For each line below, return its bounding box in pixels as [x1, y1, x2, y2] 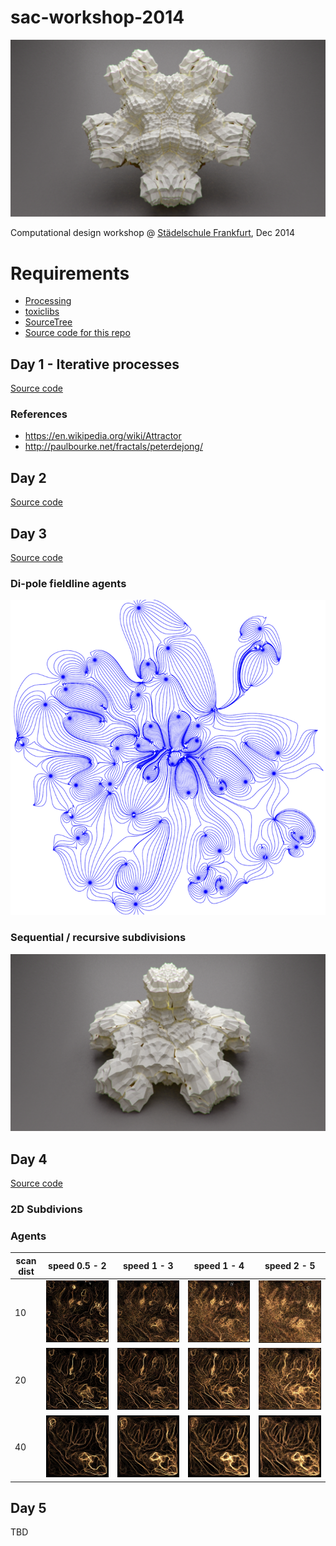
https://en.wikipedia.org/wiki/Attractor [24, 430, 182, 442]
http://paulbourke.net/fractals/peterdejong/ [24, 441, 203, 453]
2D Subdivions [10, 1202, 83, 1216]
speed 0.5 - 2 [48, 1260, 107, 1272]
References [10, 407, 68, 421]
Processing [24, 295, 72, 307]
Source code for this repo [24, 327, 131, 339]
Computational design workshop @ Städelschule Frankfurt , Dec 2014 [10, 227, 295, 239]
